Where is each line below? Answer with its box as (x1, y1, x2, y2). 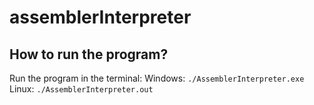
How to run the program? (9, 46, 169, 63)
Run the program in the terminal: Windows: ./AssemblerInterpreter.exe (9, 72, 305, 84)
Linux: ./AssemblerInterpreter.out (9, 83, 154, 95)
